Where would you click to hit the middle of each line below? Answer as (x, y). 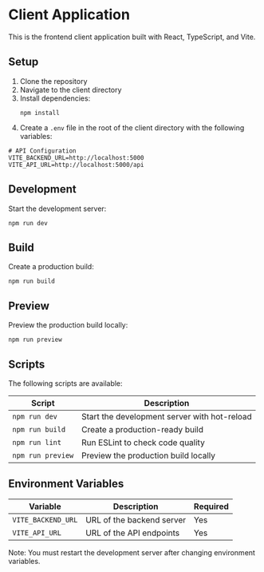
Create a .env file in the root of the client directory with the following (132, 127)
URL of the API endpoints (132, 533)
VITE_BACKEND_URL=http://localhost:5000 (77, 157)
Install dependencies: (55, 98)
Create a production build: (51, 267)
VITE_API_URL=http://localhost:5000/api (77, 165)
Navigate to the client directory (71, 89)
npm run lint (37, 442)
